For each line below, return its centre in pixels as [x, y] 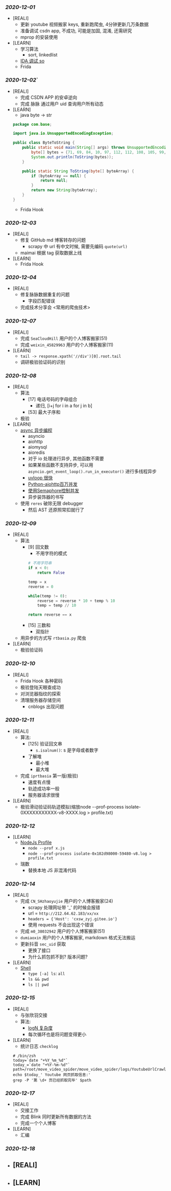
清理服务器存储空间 [41, 700]
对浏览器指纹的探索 [41, 694]
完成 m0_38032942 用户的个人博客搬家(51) [63, 931]
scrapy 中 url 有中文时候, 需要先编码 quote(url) [78, 247]
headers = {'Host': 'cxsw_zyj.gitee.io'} [72, 919]
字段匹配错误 [41, 301]
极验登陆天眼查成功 [41, 687]
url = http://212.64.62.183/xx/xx [63, 913]
